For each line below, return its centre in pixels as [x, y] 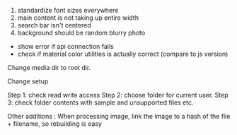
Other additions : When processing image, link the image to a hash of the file [119, 116]
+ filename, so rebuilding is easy [55, 124]
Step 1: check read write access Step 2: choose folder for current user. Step [118, 95]
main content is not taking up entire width [78, 18]
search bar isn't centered [54, 25]
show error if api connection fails [66, 46]
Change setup [28, 81]
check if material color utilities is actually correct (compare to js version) [123, 54]
